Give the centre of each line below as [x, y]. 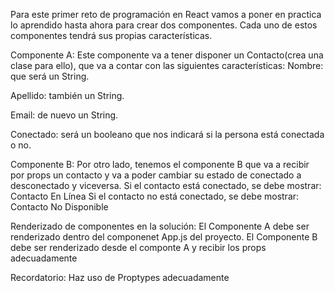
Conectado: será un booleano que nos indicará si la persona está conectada [167, 134]
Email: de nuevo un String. [64, 115]
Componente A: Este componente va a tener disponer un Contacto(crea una [167, 55]
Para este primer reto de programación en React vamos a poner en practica [166, 14]
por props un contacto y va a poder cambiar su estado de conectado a [156, 175]
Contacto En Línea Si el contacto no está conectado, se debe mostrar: [155, 196]
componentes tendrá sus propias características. [111, 35]
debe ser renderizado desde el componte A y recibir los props [138, 247]
